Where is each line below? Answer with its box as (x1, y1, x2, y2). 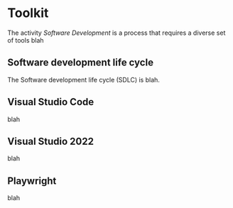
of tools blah (7, 35, 44, 44)
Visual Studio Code (7, 96, 94, 108)
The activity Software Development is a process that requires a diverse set (7, 28, 226, 37)
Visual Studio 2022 (7, 135, 94, 147)
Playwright (7, 175, 57, 187)
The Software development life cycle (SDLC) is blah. (7, 75, 160, 84)
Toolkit (7, 5, 49, 21)
